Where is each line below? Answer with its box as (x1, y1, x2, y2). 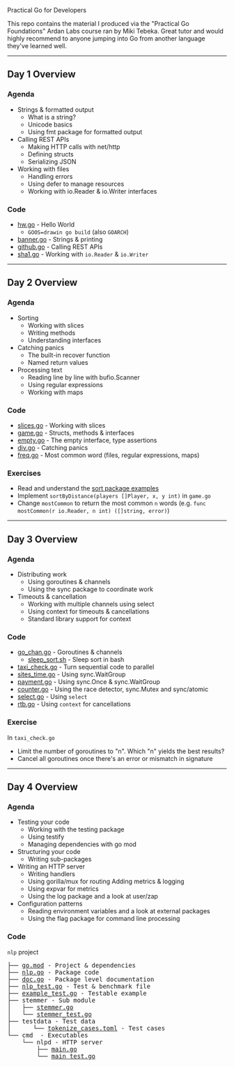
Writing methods (27, 328, 76, 337)
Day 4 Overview (7, 781, 78, 792)
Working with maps (27, 388, 84, 396)
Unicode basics (27, 120, 73, 129)
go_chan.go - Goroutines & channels (17, 648, 123, 656)
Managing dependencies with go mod (27, 840, 137, 848)
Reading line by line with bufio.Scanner (27, 373, 141, 382)
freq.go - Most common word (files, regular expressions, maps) (17, 451, 200, 459)
